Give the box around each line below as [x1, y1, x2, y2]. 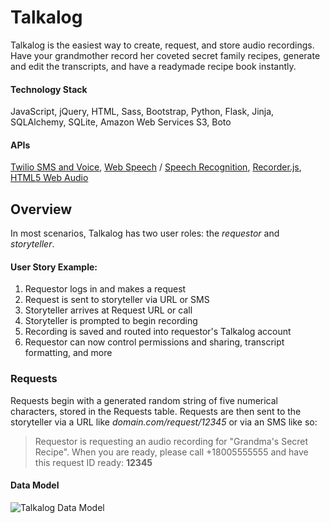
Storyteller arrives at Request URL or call [24, 304, 193, 316]
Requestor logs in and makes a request [24, 283, 187, 295]
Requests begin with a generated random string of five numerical [10, 394, 279, 406]
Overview [10, 201, 73, 218]
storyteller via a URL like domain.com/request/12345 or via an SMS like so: [10, 416, 318, 428]
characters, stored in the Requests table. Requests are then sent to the [10, 405, 302, 417]
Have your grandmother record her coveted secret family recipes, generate [10, 49, 321, 61]
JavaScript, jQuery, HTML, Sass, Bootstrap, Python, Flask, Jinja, [10, 106, 275, 118]
